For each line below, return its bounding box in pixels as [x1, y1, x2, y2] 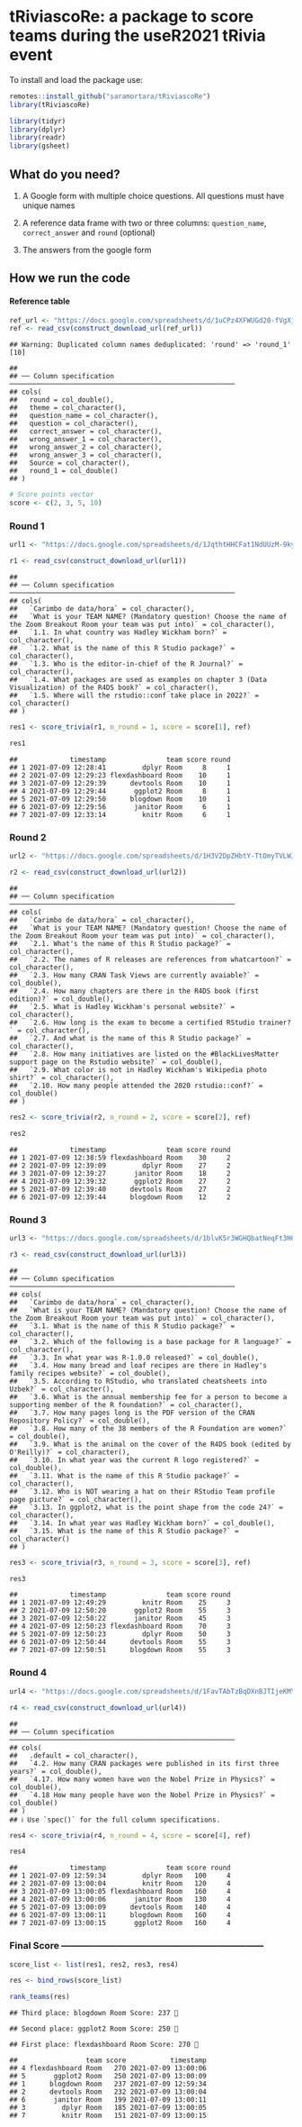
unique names [22, 200, 75, 211]
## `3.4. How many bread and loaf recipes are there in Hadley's [9, 1360, 268, 1370]
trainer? [258, 1018, 292, 1027]
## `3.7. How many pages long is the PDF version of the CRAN [9, 1408, 255, 1417]
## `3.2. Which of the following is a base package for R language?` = [9, 1337, 292, 1346]
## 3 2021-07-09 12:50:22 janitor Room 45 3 [9, 1614, 231, 1623]
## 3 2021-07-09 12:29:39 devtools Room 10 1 [9, 778, 231, 787]
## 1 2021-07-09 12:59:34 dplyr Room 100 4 [9, 1871, 231, 1880]
